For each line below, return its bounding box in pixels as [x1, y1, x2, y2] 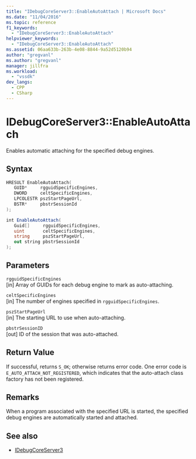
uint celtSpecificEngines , [13, 228, 95, 234]
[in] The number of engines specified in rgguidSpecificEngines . [6, 298, 160, 305]
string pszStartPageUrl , [13, 233, 85, 240]
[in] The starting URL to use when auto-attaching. [6, 314, 126, 321]
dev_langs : [6, 80, 33, 85]
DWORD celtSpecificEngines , [13, 191, 93, 196]
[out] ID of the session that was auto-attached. [6, 330, 119, 337]
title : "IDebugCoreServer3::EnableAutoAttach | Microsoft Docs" [6, 8, 166, 15]
